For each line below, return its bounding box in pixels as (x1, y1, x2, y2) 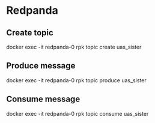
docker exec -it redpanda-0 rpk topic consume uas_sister (6, 110, 149, 117)
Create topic (6, 28, 54, 38)
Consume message (6, 94, 81, 104)
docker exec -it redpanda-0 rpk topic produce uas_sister (6, 76, 147, 84)
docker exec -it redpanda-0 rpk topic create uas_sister (6, 43, 142, 50)
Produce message (6, 61, 76, 71)
